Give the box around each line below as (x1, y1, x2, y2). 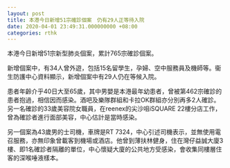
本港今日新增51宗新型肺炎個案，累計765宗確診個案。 (7, 49, 158, 57)
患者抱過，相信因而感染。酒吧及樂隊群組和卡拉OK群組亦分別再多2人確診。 (7, 96, 220, 104)
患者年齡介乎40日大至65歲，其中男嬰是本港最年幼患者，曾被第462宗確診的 (7, 87, 222, 95)
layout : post (7, 10, 45, 17)
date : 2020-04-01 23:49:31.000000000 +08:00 (7, 23, 138, 30)
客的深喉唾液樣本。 (7, 153, 62, 162)
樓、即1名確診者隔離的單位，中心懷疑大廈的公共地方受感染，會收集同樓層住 (7, 145, 222, 153)
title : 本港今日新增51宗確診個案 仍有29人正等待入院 (7, 17, 145, 24)
